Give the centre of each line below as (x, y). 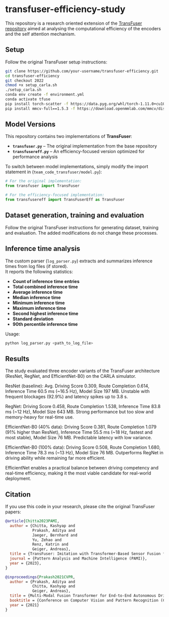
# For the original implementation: (44, 181)
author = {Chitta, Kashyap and (43, 526)
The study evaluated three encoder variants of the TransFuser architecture (82, 371)
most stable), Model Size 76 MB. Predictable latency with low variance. (79, 438)
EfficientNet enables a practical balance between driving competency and (82, 468)
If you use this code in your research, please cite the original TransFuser (80, 507)
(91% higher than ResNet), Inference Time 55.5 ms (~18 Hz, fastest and (79, 432)
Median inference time (37, 297)
